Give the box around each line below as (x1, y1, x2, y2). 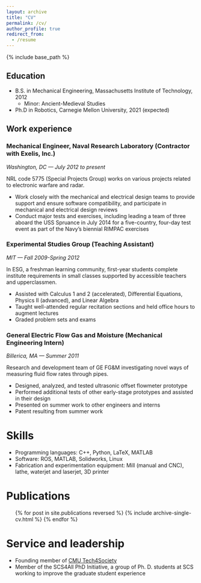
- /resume (11, 37, 36, 43)
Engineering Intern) (6, 338, 64, 347)
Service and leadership (6, 537, 125, 550)
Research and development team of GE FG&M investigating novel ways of (6, 364, 189, 372)
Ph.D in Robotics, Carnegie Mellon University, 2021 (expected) (14, 106, 170, 114)
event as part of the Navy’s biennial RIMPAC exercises (14, 225, 149, 233)
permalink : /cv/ (6, 20, 47, 26)
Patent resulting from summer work (14, 408, 104, 415)
